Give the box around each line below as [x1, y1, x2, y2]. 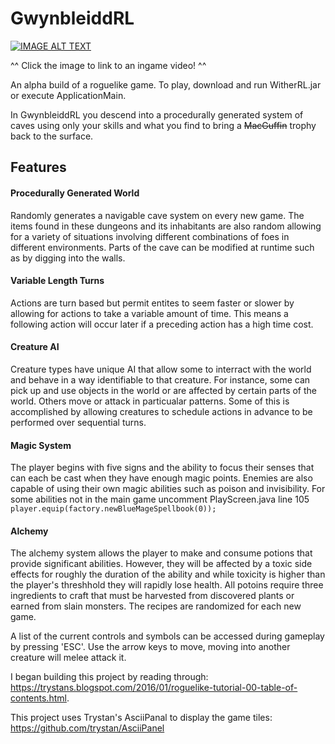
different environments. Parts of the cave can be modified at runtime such [10, 241, 315, 253]
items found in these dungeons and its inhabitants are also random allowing [10, 220, 322, 232]
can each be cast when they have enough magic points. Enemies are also [10, 472, 313, 484]
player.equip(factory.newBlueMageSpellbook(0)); [10, 504, 217, 514]
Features [10, 159, 67, 176]
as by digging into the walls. [10, 252, 126, 264]
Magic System [10, 439, 72, 451]
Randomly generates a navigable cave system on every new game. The [10, 209, 305, 221]
